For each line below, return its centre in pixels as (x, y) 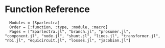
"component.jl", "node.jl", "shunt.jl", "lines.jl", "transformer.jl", (82, 36)
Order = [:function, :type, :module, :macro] (59, 27)
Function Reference (47, 9)
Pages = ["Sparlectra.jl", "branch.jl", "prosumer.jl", (70, 31)
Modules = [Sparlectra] (34, 23)
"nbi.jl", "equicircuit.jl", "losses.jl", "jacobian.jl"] (68, 40)
